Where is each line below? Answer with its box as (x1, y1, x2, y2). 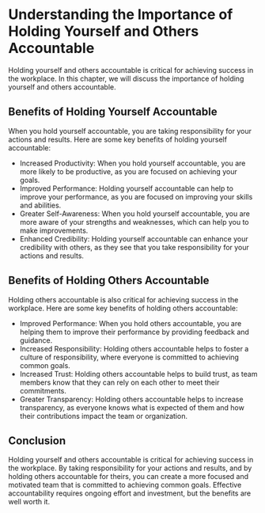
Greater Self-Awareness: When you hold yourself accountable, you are (19, 208, 251, 218)
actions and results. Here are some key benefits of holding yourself (8, 135, 228, 144)
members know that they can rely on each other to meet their (19, 378, 220, 387)
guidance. (19, 335, 53, 345)
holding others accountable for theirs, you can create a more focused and (8, 472, 249, 481)
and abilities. (19, 200, 62, 210)
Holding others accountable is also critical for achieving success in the (8, 294, 239, 304)
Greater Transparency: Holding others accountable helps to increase (19, 394, 244, 404)
